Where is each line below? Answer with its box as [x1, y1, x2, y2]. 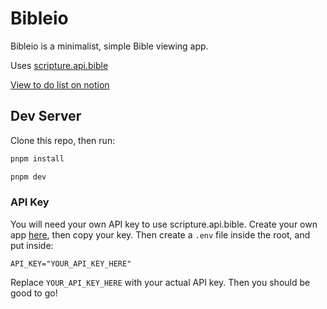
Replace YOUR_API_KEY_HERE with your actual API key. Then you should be [10, 276, 311, 288]
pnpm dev [10, 172, 47, 182]
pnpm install [10, 153, 65, 164]
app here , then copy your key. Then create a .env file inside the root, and [10, 228, 311, 241]
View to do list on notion [10, 78, 110, 91]
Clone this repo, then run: [10, 134, 116, 146]
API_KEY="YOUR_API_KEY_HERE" [10, 258, 132, 269]
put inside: [10, 239, 54, 251]
